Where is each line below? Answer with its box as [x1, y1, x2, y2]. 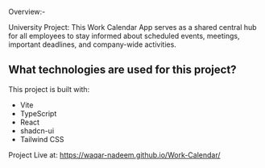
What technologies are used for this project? [8, 63, 237, 77]
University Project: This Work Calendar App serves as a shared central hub [8, 23, 257, 31]
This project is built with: [8, 84, 90, 94]
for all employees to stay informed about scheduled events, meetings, [8, 31, 240, 40]
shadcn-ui [19, 125, 55, 136]
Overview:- [8, 7, 46, 16]
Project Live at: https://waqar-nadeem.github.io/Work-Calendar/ [8, 149, 221, 160]
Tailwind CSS [19, 134, 64, 144]
